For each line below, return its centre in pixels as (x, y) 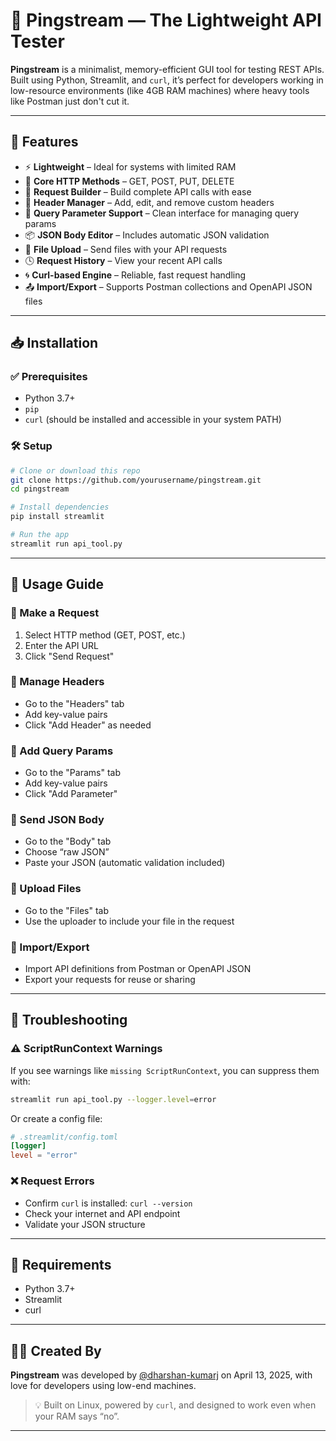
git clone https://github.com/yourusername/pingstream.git (136, 480)
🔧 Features (44, 142)
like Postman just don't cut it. (70, 101)
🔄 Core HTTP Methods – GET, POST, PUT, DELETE (129, 181)
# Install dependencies (60, 507)
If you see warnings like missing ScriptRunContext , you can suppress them (165, 1070)
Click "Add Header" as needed (88, 725)
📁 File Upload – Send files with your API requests (126, 249)
